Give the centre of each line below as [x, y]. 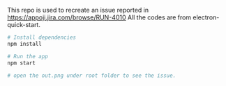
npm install [24, 44]
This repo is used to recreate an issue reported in [78, 10]
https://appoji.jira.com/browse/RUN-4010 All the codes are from [99, 17]
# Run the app [28, 56]
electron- [206, 17]
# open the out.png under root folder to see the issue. [92, 76]
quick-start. [24, 25]
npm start [22, 63]
